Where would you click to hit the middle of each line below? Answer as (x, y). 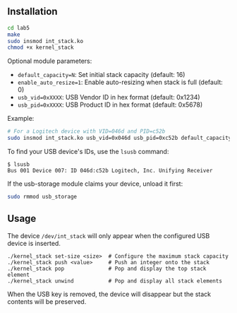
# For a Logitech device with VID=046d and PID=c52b (86, 131)
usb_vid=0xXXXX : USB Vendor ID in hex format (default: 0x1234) (109, 98)
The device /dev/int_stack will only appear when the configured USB (109, 235)
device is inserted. (34, 243)
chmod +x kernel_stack (41, 48)
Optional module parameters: (50, 61)
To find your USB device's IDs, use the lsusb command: (88, 152)
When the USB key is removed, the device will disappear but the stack (109, 294)
